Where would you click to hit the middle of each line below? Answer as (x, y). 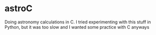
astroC (19, 9)
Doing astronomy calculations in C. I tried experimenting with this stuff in (78, 22)
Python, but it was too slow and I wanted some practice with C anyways (77, 27)
